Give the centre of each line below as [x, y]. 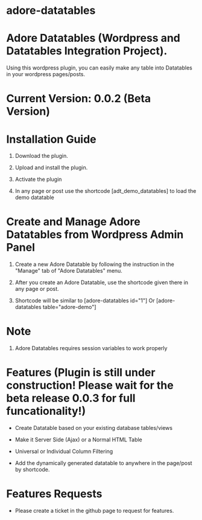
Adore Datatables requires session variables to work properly [91, 348]
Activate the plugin [38, 180]
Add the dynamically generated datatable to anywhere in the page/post [103, 463]
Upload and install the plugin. [51, 167]
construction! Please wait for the [90, 385]
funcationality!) [46, 411]
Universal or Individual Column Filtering [64, 452]
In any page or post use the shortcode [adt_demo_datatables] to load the [106, 191]
